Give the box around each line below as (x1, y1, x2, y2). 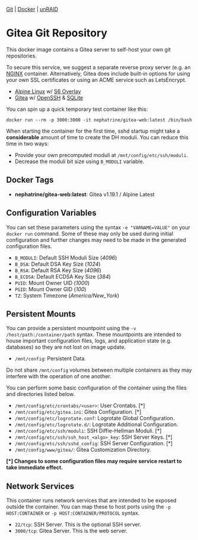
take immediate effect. (6, 464, 63, 471)
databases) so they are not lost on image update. (6, 344, 126, 351)
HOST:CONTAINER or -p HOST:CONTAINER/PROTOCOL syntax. (6, 510, 140, 517)
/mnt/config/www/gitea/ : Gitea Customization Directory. (14, 446, 151, 453)
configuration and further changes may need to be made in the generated (6, 236, 187, 243)
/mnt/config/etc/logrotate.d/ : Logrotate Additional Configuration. (14, 421, 178, 428)
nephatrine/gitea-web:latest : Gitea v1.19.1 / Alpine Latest (14, 190, 155, 198)
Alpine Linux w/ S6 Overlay (14, 88, 81, 95)
